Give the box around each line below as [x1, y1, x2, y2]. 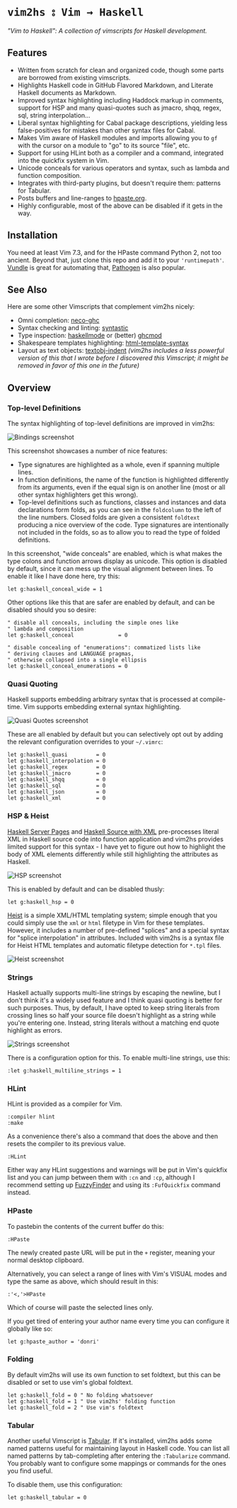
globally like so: [7, 1324, 53, 1333]
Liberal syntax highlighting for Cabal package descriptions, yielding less [17, 118, 228, 127]
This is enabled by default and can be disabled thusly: [7, 885, 165, 893]
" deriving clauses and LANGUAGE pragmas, [7, 650, 134, 657]
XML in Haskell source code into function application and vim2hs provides [7, 834, 224, 843]
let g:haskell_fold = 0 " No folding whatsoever [7, 1391, 154, 1399]
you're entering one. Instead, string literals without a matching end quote [7, 1019, 219, 1027]
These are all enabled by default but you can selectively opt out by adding [7, 730, 224, 739]
